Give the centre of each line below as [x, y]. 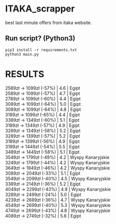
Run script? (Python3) [40, 38]
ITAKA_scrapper [40, 9]
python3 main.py [22, 54]
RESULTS [25, 74]
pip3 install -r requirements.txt [41, 50]
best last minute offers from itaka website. [48, 23]
